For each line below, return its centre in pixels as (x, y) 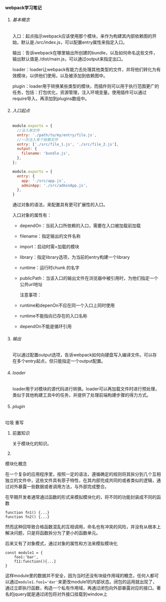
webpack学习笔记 (23, 7)
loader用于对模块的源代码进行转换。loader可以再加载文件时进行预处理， (86, 389)
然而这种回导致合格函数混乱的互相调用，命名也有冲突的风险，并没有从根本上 (83, 526)
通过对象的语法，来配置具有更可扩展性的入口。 (60, 205)
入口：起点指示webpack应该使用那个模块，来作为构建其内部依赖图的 (82, 36)
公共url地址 (31, 284)
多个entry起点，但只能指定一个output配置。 (61, 361)
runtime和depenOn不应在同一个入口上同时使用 (67, 305)
